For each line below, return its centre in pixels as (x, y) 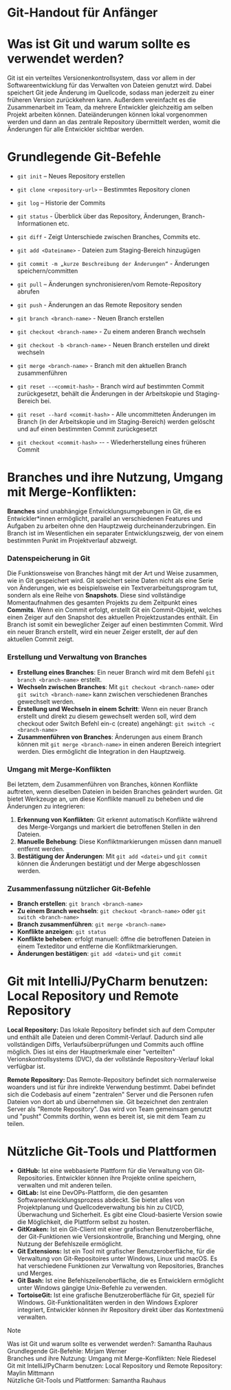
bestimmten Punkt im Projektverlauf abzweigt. (72, 540)
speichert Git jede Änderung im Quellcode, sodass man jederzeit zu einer (111, 93)
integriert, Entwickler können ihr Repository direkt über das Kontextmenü (120, 1310)
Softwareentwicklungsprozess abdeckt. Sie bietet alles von (101, 1200)
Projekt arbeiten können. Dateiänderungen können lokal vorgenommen (107, 114)
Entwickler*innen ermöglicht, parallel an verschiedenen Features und (105, 519)
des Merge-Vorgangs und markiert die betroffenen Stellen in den (109, 827)
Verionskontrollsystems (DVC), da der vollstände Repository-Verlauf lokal (111, 1059)
